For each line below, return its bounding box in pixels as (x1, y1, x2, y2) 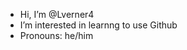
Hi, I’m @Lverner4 (19, 9, 95, 20)
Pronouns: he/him (19, 30, 94, 41)
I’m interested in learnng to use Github (19, 19, 178, 31)
